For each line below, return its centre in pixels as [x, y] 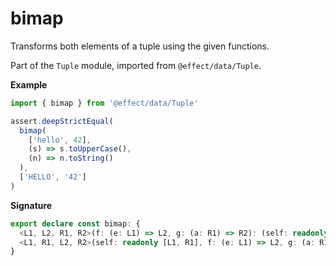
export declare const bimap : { [75, 223]
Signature [31, 205]
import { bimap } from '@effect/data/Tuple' [104, 103]
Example [29, 84]
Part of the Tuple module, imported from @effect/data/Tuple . [136, 65]
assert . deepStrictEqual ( [62, 121]
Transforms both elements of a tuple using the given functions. [140, 46]
